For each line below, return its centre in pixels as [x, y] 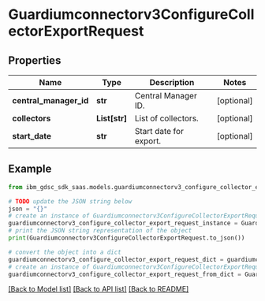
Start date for [159, 131]
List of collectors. [166, 118]
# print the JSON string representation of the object [100, 231]
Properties [35, 60]
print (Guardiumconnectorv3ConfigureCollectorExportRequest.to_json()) [127, 238]
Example [30, 169]
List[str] [112, 118]
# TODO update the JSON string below [70, 201]
